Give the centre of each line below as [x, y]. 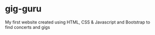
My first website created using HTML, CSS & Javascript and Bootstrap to [77, 22]
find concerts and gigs [28, 27]
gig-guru [23, 9]
